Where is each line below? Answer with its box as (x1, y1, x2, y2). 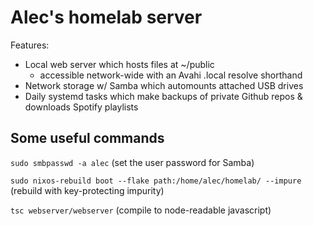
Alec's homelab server (10, 6, 203, 29)
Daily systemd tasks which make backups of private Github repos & (24, 90, 303, 102)
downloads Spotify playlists (24, 101, 139, 113)
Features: (10, 39, 50, 51)
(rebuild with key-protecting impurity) (10, 184, 165, 196)
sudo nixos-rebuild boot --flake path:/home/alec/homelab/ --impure (10, 176, 302, 186)
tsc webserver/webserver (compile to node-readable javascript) (10, 204, 272, 216)
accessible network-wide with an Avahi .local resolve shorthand (39, 69, 303, 81)
